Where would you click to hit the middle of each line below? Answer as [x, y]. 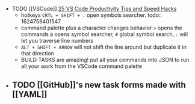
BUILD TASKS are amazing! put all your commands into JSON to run [105, 60]
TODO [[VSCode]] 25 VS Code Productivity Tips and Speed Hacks [94, 9]
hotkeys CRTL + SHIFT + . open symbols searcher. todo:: [91, 15]
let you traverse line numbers [57, 41]
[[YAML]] [29, 95]
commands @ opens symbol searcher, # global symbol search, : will [104, 34]
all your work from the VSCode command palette [82, 66]
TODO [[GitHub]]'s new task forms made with [99, 85]
